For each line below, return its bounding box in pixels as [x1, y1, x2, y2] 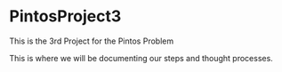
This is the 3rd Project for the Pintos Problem [9, 36, 174, 46]
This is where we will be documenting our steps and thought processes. [9, 52, 273, 63]
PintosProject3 [9, 6, 122, 27]
